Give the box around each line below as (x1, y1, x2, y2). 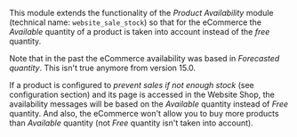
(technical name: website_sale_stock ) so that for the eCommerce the (9, 17, 262, 28)
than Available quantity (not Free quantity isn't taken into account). (9, 117, 253, 128)
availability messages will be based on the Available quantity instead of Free (9, 99, 289, 109)
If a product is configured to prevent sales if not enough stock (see (9, 80, 255, 90)
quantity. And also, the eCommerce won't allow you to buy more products (9, 109, 279, 118)
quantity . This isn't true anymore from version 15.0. (9, 62, 197, 73)
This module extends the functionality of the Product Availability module (9, 8, 274, 18)
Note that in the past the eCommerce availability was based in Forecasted (9, 53, 280, 63)
